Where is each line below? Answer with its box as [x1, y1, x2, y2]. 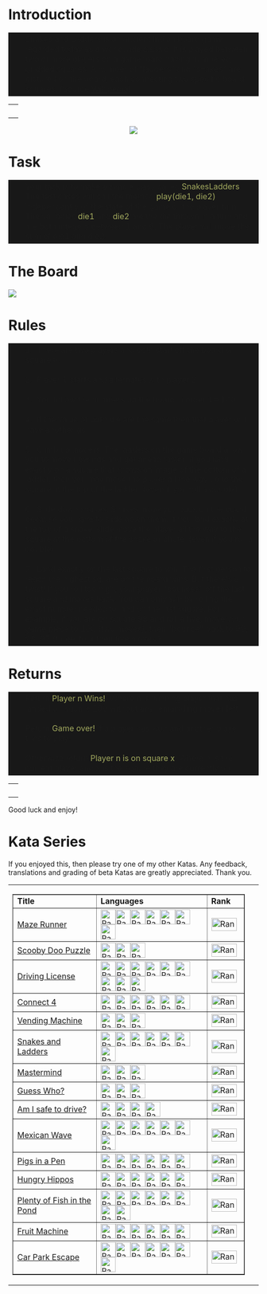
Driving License [17, 970, 75, 982]
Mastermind [17, 1066, 62, 1077]
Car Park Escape [17, 1251, 80, 1262]
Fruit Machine [17, 1225, 69, 1237]
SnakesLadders [181, 181, 240, 192]
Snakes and [17, 1036, 61, 1047]
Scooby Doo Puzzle [17, 944, 91, 955]
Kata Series [8, 833, 87, 850]
